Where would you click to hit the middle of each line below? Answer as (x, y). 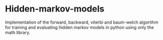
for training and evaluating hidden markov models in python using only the (80, 27)
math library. (18, 32)
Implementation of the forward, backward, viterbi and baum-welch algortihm (82, 22)
